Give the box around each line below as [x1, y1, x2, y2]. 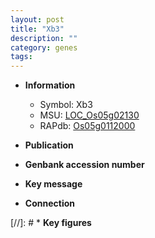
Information [24, 79, 76, 91]
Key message [24, 178, 83, 190]
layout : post [10, 14, 65, 25]
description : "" [10, 33, 78, 43]
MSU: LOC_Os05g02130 [39, 109, 140, 121]
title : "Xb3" [10, 24, 65, 34]
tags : [10, 52, 33, 62]
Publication [24, 139, 74, 151]
